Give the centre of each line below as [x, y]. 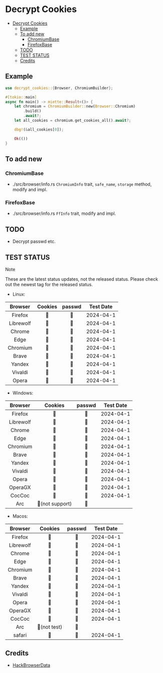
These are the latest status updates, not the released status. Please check [82, 279]
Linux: [19, 294]
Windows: [23, 393]
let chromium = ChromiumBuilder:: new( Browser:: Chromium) [75, 107]
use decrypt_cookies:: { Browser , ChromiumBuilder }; [59, 88]
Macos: [20, 516]
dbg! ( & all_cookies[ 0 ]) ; [39, 129]
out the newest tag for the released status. [49, 285]
